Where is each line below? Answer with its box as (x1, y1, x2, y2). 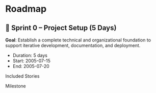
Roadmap (5, 3, 47, 15)
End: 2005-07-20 (12, 63, 49, 69)
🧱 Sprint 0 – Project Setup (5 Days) (5, 24, 117, 32)
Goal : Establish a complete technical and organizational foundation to (5, 37, 151, 43)
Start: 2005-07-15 (12, 58, 51, 64)
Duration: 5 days (12, 52, 47, 58)
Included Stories (5, 73, 40, 79)
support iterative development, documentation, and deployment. (5, 42, 141, 49)
